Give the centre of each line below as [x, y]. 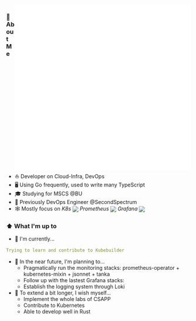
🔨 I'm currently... [34, 239]
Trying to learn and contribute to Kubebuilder [65, 250]
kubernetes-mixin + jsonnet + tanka [67, 274]
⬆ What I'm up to [31, 226]
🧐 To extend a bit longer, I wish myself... [63, 293]
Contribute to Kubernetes [54, 305]
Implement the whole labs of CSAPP [67, 299]
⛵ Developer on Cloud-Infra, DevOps [59, 176]
